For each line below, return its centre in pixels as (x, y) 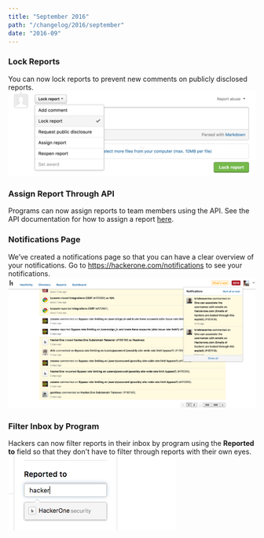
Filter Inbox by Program (54, 426)
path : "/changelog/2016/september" (66, 25)
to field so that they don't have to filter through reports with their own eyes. (130, 451)
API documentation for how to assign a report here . (91, 219)
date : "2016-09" (35, 33)
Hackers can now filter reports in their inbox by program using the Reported (131, 444)
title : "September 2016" (49, 17)
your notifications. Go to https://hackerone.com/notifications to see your (125, 265)
